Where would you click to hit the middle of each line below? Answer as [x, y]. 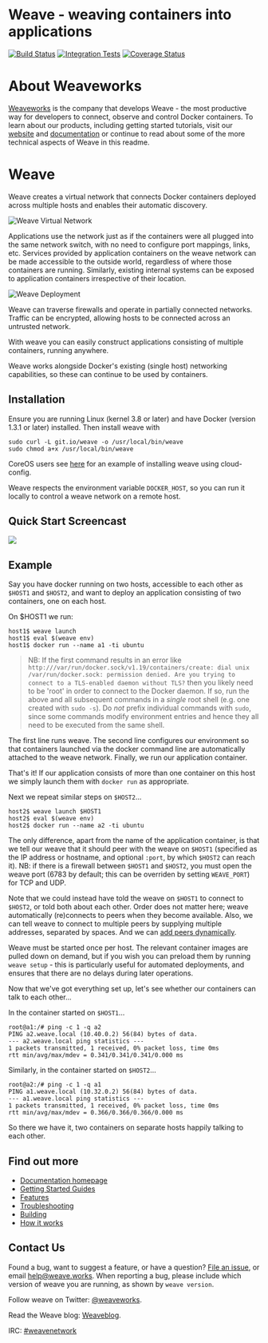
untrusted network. [40, 326]
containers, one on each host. [57, 602]
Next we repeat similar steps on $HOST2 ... [75, 797]
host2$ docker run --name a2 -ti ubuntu [77, 826]
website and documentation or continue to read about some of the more [127, 133]
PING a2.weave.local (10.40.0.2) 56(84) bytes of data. [103, 1035]
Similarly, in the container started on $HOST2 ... [83, 1070]
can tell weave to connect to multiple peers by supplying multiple [115, 924]
